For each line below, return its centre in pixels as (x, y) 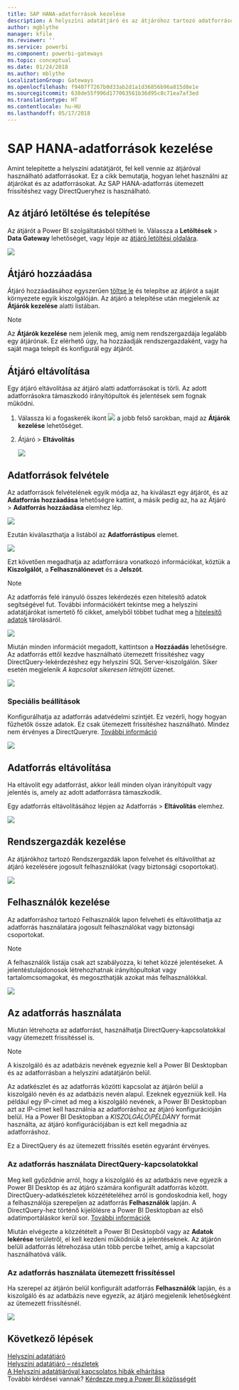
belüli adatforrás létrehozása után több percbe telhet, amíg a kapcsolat (111, 1246)
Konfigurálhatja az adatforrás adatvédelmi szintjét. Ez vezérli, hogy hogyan (117, 717)
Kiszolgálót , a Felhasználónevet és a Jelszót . (75, 569)
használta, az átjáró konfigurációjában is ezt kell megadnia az (97, 1124)
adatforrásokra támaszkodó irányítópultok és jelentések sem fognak (107, 396)
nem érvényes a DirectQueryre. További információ (83, 732)
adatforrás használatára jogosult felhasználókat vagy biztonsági (101, 927)
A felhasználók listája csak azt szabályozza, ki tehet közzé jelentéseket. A (115, 962)
